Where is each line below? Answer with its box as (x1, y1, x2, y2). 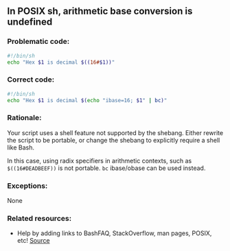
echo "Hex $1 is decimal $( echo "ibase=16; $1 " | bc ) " (7, 97, 168, 104)
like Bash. (7, 143, 34, 152)
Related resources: (7, 214, 72, 223)
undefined (7, 16, 53, 28)
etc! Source (16, 237, 50, 245)
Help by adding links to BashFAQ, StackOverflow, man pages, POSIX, (16, 229, 212, 237)
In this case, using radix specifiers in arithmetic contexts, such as (7, 156, 192, 165)
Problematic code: (7, 37, 70, 47)
